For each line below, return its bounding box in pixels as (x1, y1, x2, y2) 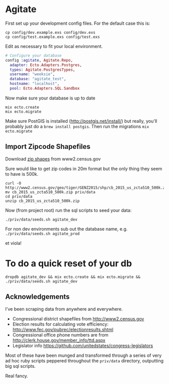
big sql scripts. (5, 363, 36, 369)
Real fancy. (5, 372, 29, 379)
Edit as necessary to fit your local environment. (5, 43, 103, 49)
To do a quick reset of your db (5, 257, 132, 269)
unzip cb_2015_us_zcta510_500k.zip (5, 198, 80, 203)
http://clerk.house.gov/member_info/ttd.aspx (12, 337, 106, 343)
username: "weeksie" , (10, 72, 55, 77)
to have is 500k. (5, 171, 39, 177)
